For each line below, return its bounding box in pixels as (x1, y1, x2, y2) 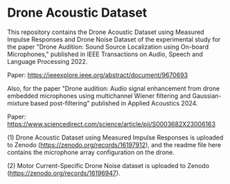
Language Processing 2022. (7, 57, 88, 65)
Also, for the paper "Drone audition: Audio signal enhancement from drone (7, 84, 220, 92)
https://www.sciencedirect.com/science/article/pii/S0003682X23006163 (7, 119, 216, 128)
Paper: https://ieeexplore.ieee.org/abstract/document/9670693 (7, 71, 188, 79)
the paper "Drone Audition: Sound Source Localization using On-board (7, 42, 209, 51)
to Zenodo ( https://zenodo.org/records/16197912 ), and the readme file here (7, 140, 222, 149)
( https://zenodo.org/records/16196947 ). (7, 169, 121, 177)
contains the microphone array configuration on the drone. (7, 148, 175, 156)
